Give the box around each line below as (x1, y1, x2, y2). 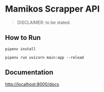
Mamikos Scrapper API (5, 3, 100, 15)
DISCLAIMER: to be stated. (17, 19, 71, 25)
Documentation (5, 68, 54, 76)
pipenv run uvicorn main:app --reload (5, 55, 84, 60)
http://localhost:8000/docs (5, 81, 60, 87)
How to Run (5, 34, 41, 42)
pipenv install (5, 46, 36, 52)
